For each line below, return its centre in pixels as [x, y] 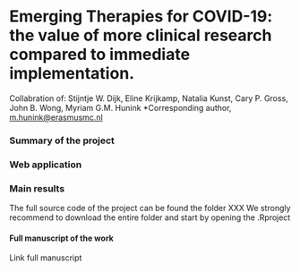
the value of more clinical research [141, 35]
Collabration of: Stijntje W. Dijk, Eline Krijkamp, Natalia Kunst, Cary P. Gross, [149, 98]
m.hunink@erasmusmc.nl [56, 117]
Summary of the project [62, 140]
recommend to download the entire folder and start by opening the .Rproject [150, 217]
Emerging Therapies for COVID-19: [141, 17]
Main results [37, 188]
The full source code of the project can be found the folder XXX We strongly [150, 208]
